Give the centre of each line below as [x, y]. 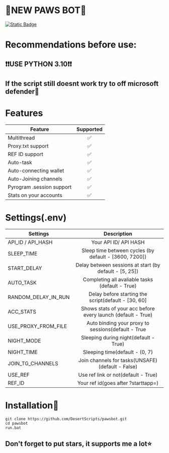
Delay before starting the [118, 294]
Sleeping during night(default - [118, 337]
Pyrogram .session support [40, 187]
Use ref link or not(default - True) [118, 375]
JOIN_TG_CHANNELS [33, 363]
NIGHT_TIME [23, 352]
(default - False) [118, 367]
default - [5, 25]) [118, 271]
